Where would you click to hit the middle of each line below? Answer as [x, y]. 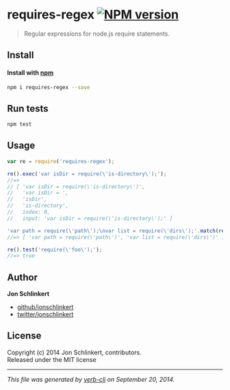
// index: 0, [29, 212]
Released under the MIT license [52, 359]
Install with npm [30, 73]
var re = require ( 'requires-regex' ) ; [61, 161]
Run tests [28, 109]
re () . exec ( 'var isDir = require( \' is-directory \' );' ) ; [87, 174]
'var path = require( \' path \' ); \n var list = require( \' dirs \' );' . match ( [113, 231]
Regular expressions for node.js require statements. [97, 34]
